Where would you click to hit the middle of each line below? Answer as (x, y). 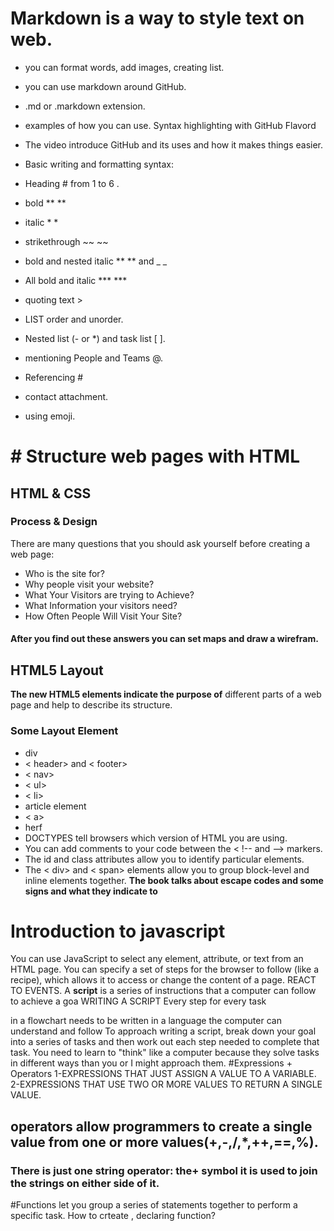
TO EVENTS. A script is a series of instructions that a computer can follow (163, 991)
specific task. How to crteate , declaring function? (113, 1216)
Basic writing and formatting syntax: (99, 164)
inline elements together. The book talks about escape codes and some (174, 880)
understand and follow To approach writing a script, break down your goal (163, 1031)
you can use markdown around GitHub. (105, 86)
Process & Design (54, 522)
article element (55, 806)
